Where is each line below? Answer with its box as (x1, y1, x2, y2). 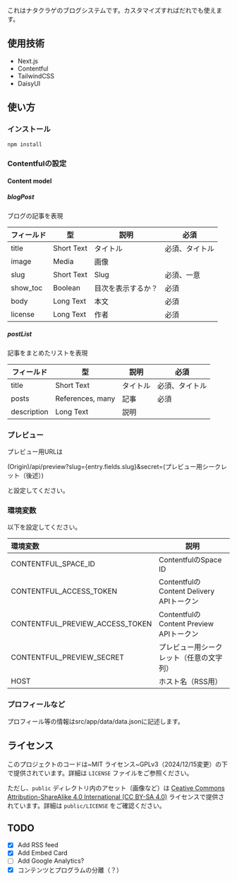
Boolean (52, 283, 81, 293)
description (11, 406, 49, 416)
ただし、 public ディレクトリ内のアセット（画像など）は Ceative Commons (7, 784, 225, 792)
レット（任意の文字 (158, 653, 223, 663)
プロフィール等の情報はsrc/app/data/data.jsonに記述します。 (7, 717, 185, 725)
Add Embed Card (17, 849, 68, 857)
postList (7, 330, 32, 339)
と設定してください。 (7, 486, 69, 495)
